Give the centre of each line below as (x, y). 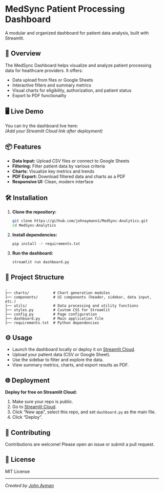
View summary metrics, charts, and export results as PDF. (71, 365)
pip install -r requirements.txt (46, 244)
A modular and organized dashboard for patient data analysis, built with (77, 33)
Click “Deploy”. (27, 417)
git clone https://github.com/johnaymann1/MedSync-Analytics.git (80, 221)
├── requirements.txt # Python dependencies (52, 323)
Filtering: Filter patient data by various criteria (58, 166)
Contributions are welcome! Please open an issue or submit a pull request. (80, 444)
